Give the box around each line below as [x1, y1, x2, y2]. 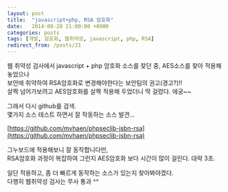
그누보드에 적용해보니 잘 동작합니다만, [7, 145, 109, 154]
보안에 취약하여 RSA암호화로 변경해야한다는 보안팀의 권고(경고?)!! [7, 79, 183, 86]
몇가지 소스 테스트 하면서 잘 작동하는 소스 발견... [7, 110, 135, 119]
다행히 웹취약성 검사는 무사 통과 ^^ [7, 178, 100, 185]
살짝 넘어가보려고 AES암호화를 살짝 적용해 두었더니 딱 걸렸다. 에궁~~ [7, 87, 192, 95]
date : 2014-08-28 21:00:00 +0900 [7, 23, 109, 29]
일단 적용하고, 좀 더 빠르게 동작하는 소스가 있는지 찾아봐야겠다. [7, 169, 174, 177]
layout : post [7, 10, 45, 17]
